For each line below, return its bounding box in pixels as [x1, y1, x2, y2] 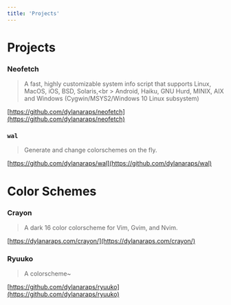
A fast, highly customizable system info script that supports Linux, [23, 80, 212, 88]
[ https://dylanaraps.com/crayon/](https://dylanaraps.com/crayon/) [7, 236, 196, 245]
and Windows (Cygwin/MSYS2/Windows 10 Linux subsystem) [23, 94, 199, 103]
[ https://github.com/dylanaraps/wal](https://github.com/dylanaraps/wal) [7, 159, 212, 168]
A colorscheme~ [23, 269, 71, 278]
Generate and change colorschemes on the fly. [23, 146, 157, 155]
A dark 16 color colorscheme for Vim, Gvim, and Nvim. [23, 223, 178, 231]
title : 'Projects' [7, 10, 60, 17]
